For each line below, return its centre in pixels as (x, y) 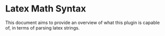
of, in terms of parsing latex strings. (43, 27)
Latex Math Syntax (46, 9)
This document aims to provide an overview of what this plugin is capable (82, 22)
